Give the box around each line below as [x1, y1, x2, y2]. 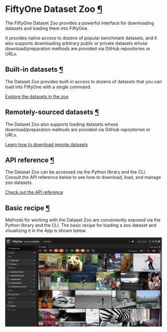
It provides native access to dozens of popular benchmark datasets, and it [5, 35, 158, 41]
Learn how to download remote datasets [5, 141, 88, 148]
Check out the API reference [5, 189, 64, 195]
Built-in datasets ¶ [5, 65, 64, 74]
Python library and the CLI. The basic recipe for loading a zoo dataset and [5, 222, 157, 228]
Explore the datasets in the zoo [5, 93, 69, 99]
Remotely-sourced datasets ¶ [5, 108, 99, 117]
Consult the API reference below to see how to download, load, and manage [5, 174, 162, 180]
